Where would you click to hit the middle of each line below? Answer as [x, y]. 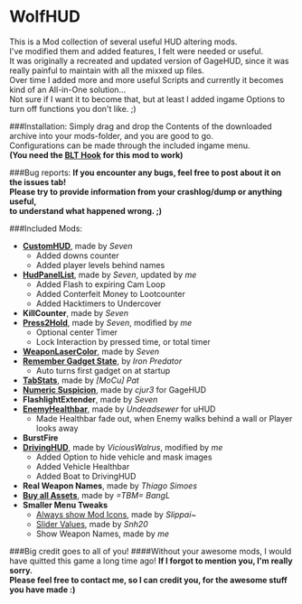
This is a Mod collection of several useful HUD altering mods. [123, 42]
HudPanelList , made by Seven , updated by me [109, 274]
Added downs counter [77, 256]
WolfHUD [45, 17]
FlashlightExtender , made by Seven [90, 399]
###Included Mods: [46, 228]
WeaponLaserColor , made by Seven [91, 351]
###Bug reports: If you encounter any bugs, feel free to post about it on [146, 172]
